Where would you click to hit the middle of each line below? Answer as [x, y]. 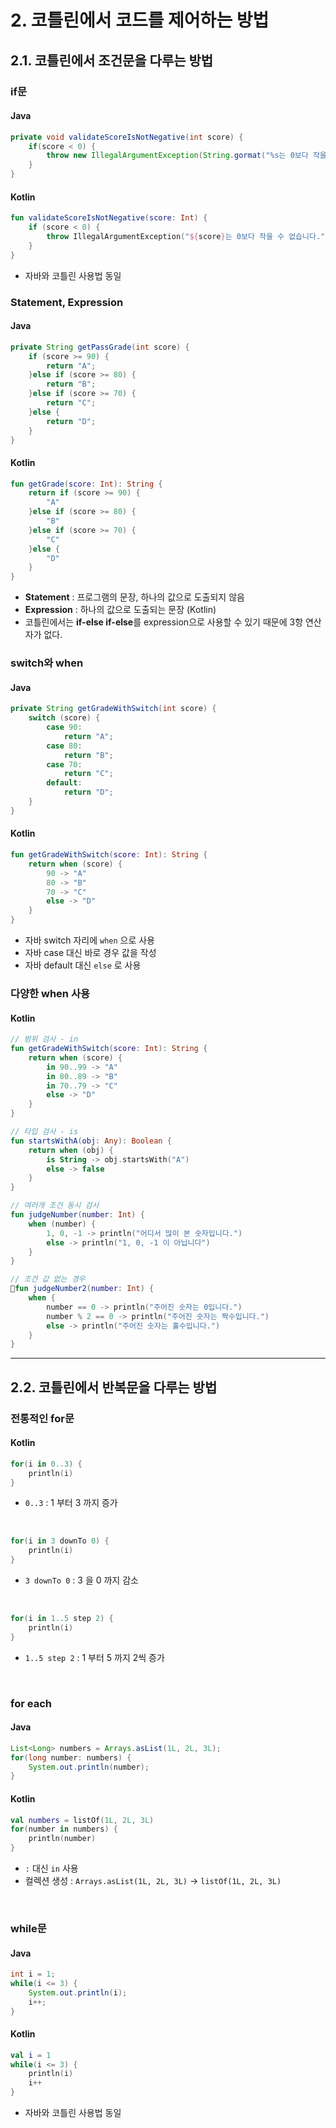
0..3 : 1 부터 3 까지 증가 [71, 1503]
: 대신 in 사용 [51, 1868]
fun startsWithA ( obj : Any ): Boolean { [91, 1141]
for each [31, 1703]
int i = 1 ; [33, 1974]
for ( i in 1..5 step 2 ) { [62, 1619]
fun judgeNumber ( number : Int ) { [77, 1215]
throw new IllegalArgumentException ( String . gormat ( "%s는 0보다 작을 [186, 156]
